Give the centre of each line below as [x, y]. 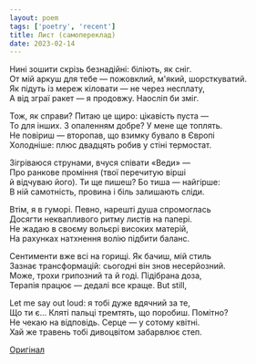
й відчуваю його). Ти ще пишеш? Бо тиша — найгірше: [115, 182]
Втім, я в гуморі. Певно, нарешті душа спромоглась [110, 210]
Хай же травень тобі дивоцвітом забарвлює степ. [106, 332]
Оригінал [27, 350]
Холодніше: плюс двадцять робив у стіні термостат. [111, 145]
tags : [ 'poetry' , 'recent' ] [63, 26]
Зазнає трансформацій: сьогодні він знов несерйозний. [118, 266]
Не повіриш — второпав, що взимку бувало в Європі [113, 135]
